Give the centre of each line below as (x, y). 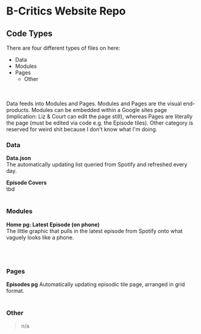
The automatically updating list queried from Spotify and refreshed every (97, 165)
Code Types (29, 34)
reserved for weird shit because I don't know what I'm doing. (82, 129)
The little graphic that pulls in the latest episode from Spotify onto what (94, 231)
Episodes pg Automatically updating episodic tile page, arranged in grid (96, 284)
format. (15, 290)
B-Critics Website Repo (66, 11)
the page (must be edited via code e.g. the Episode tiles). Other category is (100, 123)
